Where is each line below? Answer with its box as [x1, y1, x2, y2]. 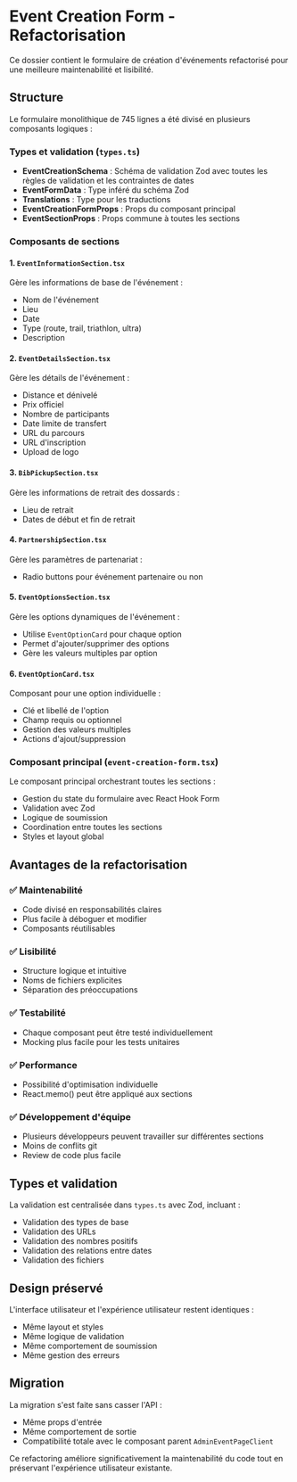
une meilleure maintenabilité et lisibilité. [9, 64, 154, 75]
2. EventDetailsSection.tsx [9, 352, 111, 363]
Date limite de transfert [21, 418, 107, 429]
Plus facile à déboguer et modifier [21, 914, 147, 925]
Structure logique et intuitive [21, 966, 127, 976]
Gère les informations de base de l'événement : [9, 277, 184, 288]
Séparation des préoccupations [21, 984, 138, 995]
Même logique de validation [21, 1330, 125, 1341]
